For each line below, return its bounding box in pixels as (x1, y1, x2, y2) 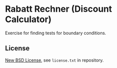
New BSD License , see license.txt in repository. (5, 57, 104, 63)
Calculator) (5, 14, 52, 25)
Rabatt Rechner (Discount (5, 3, 113, 15)
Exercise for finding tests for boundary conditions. (5, 30, 106, 36)
